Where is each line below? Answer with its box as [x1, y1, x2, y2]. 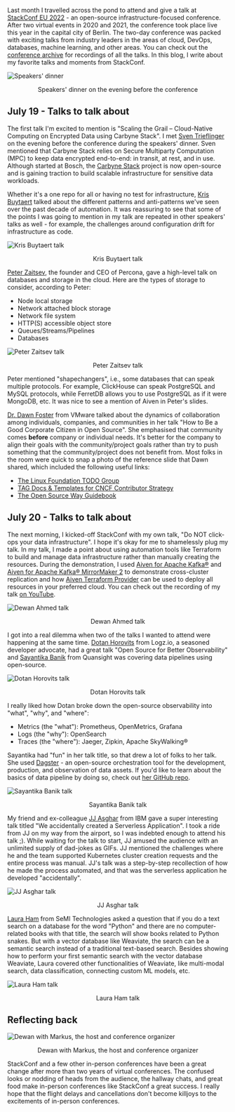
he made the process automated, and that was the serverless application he [7, 866, 227, 874]
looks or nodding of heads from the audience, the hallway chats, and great [7, 1075, 223, 1083]
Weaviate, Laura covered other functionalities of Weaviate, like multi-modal [7, 959, 224, 967]
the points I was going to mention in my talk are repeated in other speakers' [7, 212, 226, 220]
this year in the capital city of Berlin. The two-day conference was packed [7, 28, 222, 36]
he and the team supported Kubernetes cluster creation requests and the [7, 851, 219, 859]
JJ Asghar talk [97, 901, 139, 909]
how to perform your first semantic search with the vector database [7, 951, 203, 960]
